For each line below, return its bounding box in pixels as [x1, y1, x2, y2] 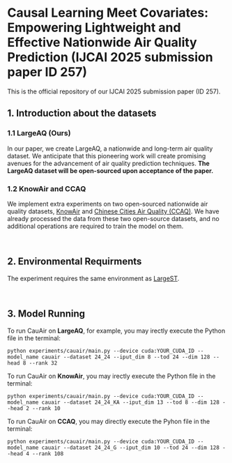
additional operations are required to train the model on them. [7, 222, 184, 230]
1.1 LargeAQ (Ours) [7, 128, 71, 138]
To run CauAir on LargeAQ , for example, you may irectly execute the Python [7, 326, 226, 335]
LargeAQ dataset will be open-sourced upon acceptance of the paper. [7, 166, 214, 175]
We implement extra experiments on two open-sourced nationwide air [7, 199, 208, 208]
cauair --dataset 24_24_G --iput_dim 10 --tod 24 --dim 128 [41, 444, 219, 451]
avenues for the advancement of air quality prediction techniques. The [7, 159, 210, 167]
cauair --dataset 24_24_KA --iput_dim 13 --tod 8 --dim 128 [41, 399, 219, 406]
